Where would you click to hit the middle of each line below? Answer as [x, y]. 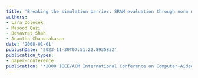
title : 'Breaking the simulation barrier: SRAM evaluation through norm [97, 11]
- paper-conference [30, 60]
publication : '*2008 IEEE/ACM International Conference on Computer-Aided [100, 66]
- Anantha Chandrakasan [35, 39]
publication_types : [30, 55]
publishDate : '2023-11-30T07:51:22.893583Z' [62, 50]
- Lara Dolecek [25, 22]
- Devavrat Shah [26, 33]
